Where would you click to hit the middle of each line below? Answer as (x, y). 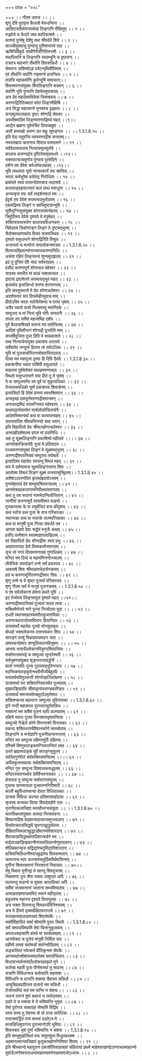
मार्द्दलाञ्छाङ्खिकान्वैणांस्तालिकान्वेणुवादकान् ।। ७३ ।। (49, 842)
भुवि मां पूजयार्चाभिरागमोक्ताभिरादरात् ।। (37, 353)
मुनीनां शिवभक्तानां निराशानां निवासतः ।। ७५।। (44, 865)
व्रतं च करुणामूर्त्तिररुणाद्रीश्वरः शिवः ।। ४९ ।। (42, 575)
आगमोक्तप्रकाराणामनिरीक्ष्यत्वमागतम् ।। (36, 490)
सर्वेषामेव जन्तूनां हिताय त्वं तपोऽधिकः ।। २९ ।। (44, 347)
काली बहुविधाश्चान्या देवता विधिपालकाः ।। (39, 791)
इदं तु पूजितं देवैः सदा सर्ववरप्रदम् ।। (33, 262)
